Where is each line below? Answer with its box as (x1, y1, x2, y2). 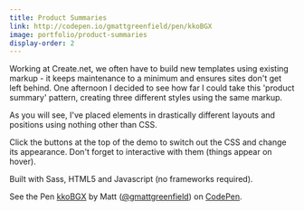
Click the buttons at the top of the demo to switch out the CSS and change (9, 137, 287, 148)
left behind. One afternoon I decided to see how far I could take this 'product (9, 82, 295, 93)
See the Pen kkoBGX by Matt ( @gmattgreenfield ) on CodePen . (9, 191, 242, 202)
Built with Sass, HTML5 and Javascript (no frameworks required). (9, 174, 253, 185)
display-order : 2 (9, 38, 75, 48)
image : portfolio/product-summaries (9, 30, 147, 39)
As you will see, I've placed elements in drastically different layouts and (9, 110, 276, 120)
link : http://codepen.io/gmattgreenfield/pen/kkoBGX (9, 22, 213, 31)
